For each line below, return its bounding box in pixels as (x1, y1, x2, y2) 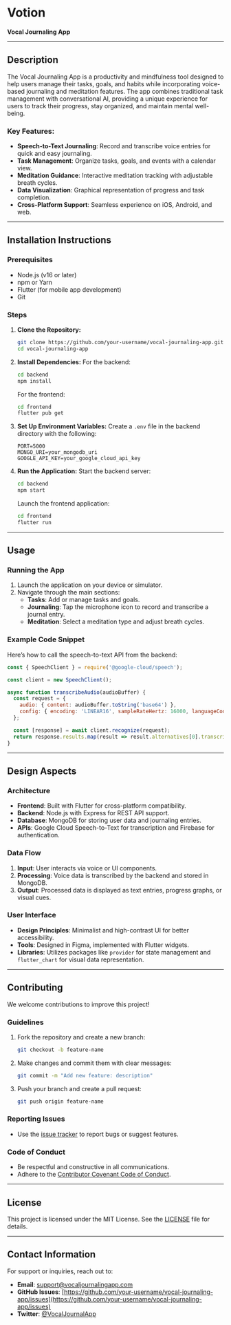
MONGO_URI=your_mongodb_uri (16, 449, 98, 456)
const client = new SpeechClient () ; (7, 676, 112, 684)
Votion (7, 5, 46, 21)
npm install (16, 377, 52, 384)
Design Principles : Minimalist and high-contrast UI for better (16, 926, 189, 934)
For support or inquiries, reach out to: (7, 1267, 113, 1275)
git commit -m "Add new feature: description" (16, 1072, 153, 1079)
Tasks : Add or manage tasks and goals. (27, 595, 140, 604)
